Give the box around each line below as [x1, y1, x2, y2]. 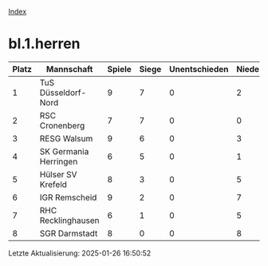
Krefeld [39, 179, 68, 190]
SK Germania [39, 145, 89, 157]
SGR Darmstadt [39, 228, 98, 239]
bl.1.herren [8, 35, 81, 53]
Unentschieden [168, 63, 229, 74]
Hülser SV [39, 169, 77, 180]
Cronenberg [39, 120, 85, 131]
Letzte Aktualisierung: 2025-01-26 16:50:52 [8, 248, 152, 258]
